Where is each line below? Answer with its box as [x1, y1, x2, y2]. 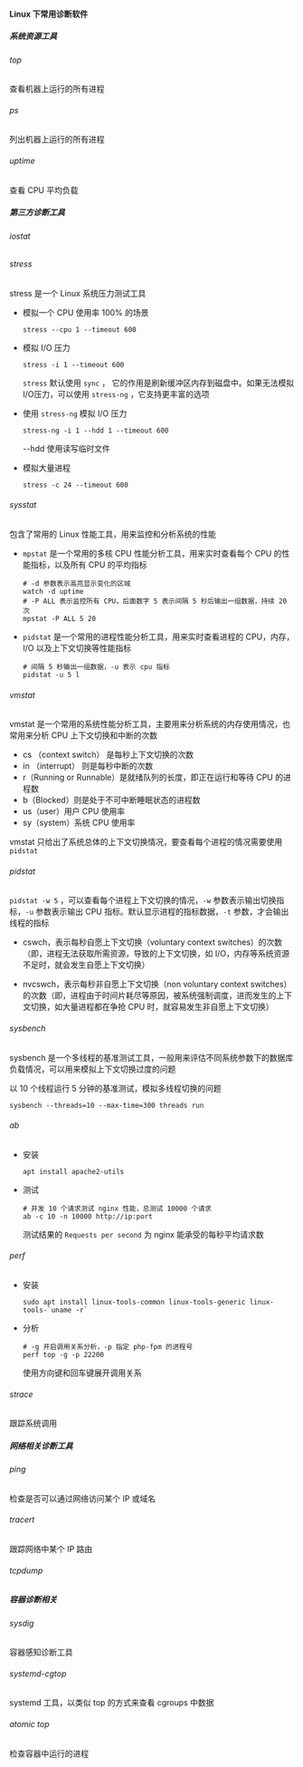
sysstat [9, 500, 37, 510]
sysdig [9, 1617, 34, 1628]
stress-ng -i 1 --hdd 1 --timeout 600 [22, 426, 169, 435]
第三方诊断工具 [9, 207, 65, 218]
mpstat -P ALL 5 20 [22, 614, 97, 623]
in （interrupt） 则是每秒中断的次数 [22, 761, 154, 772]
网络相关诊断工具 [9, 1440, 73, 1451]
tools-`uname [22, 1306, 72, 1315]
